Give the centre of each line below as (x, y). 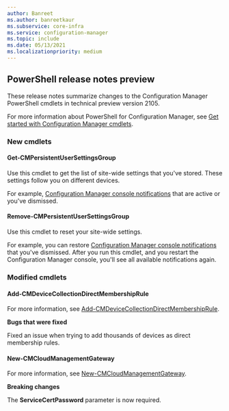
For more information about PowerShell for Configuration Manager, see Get (113, 116)
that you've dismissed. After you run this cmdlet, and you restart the (103, 252)
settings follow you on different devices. (64, 180)
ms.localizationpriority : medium (55, 52)
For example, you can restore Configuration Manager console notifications (112, 245)
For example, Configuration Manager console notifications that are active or (114, 193)
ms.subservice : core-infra (45, 26)
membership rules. (33, 342)
